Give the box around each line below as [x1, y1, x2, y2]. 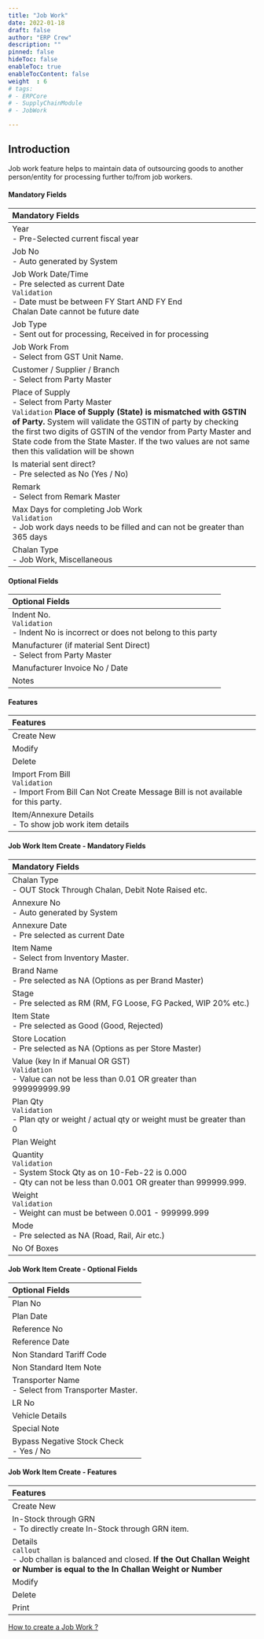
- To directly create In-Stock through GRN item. [12, 1523, 189, 1534]
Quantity [12, 1149, 44, 1160]
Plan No [12, 1297, 42, 1308]
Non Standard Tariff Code [12, 1348, 108, 1359]
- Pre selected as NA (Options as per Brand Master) [12, 974, 204, 985]
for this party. [12, 796, 62, 807]
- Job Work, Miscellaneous [12, 554, 112, 565]
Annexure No [12, 897, 61, 908]
